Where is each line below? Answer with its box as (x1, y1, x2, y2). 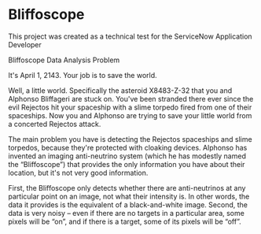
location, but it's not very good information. (8, 168, 149, 177)
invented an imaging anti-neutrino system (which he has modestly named (8, 151, 246, 161)
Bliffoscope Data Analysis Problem (8, 55, 120, 65)
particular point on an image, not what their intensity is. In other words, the (8, 191, 250, 201)
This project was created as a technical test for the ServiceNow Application (8, 32, 253, 41)
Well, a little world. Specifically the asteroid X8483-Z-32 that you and (8, 85, 233, 95)
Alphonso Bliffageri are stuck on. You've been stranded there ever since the (8, 94, 254, 103)
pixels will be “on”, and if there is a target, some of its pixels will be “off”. (8, 217, 241, 226)
